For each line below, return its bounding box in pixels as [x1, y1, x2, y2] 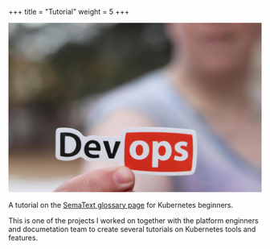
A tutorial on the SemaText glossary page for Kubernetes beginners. [8, 200, 234, 210]
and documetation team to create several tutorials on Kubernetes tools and [8, 224, 256, 234]
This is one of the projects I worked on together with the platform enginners [8, 215, 259, 225]
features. [8, 233, 39, 243]
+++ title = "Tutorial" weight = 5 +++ [8, 7, 130, 16]
